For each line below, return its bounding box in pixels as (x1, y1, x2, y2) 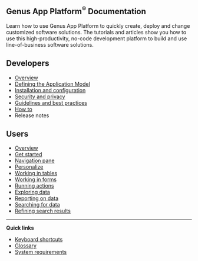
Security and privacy (14, 93, 65, 100)
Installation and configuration (14, 86, 86, 94)
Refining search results (14, 207, 71, 215)
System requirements (14, 249, 67, 256)
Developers (6, 59, 49, 69)
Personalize (14, 163, 44, 170)
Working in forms (14, 176, 57, 183)
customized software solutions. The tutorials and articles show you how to (6, 28, 187, 36)
